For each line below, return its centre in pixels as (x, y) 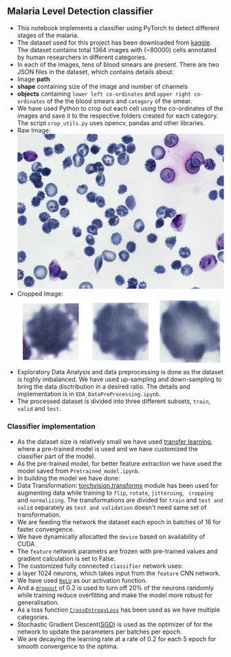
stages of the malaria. (48, 35)
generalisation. (38, 602)
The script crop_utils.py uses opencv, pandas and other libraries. (111, 122)
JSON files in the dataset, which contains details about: (95, 72)
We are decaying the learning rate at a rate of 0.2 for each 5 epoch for (117, 638)
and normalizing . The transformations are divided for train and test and (120, 500)
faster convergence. (46, 529)
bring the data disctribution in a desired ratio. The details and (103, 387)
